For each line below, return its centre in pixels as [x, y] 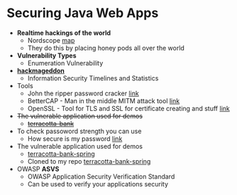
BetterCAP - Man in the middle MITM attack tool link [104, 100]
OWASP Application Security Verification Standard [101, 176]
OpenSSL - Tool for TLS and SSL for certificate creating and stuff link [128, 108]
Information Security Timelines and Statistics [93, 78]
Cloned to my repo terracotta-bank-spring [89, 161]
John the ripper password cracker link [83, 93]
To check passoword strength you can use [79, 131]
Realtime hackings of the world [64, 33]
